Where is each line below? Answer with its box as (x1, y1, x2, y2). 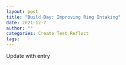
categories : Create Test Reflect (6, 31, 89, 37)
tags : (6, 36, 20, 42)
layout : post (6, 8, 39, 15)
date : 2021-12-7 (6, 19, 46, 25)
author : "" (6, 25, 33, 31)
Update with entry (6, 53, 51, 59)
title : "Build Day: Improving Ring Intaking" (6, 14, 121, 20)
